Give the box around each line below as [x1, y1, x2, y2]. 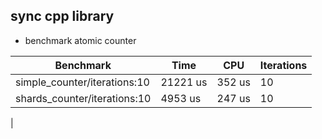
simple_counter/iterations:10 [15, 75, 150, 89]
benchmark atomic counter [24, 34, 137, 46]
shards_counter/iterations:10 [15, 91, 152, 105]
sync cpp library [10, 8, 115, 25]
